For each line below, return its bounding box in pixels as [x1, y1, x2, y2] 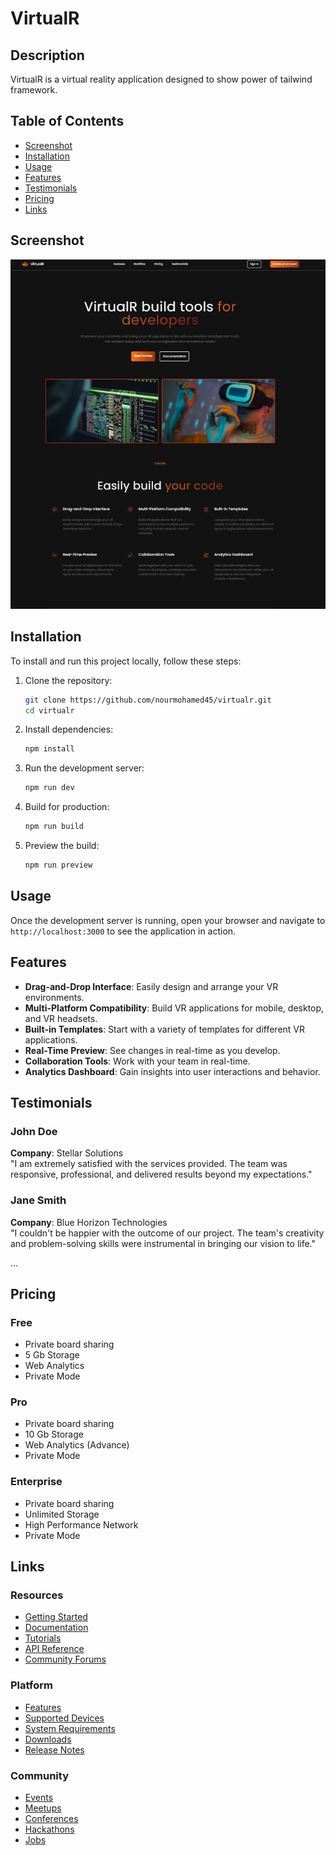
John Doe [10, 1124, 58, 1138]
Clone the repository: [24, 674, 113, 686]
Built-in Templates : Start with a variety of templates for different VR [24, 1023, 306, 1035]
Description [10, 47, 85, 64]
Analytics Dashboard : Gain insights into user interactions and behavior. [24, 1065, 321, 1077]
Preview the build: [24, 840, 100, 852]
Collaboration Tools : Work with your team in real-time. [24, 1055, 251, 1067]
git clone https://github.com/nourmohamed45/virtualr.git [24, 695, 272, 705]
